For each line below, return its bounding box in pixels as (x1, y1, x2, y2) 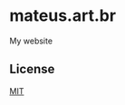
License (9, 62, 55, 77)
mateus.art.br (9, 5, 116, 26)
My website (9, 35, 53, 46)
